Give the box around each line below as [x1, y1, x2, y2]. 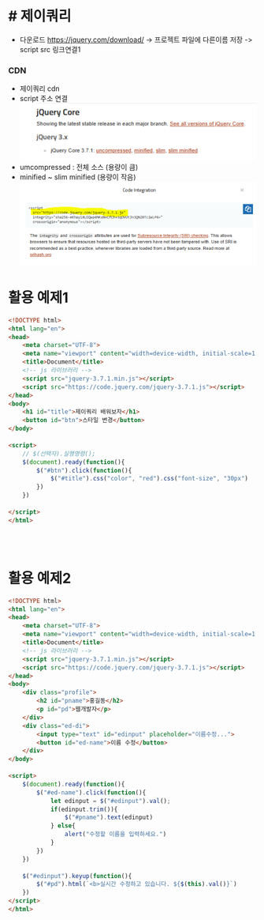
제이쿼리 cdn [19, 84, 61, 93]
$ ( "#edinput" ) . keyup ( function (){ [22, 872, 132, 880]
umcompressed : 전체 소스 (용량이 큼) [19, 163, 139, 172]
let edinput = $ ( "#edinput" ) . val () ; [50, 797, 171, 805]
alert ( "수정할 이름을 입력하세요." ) [64, 831, 167, 839]
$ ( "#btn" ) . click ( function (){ [36, 466, 132, 474]
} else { [50, 822, 76, 830]
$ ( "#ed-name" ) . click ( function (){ [36, 788, 147, 797]
